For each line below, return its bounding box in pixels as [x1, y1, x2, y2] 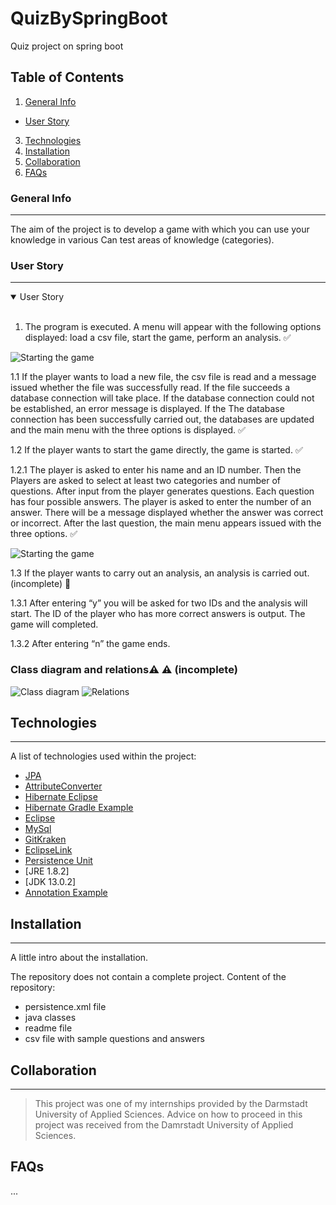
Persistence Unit [24, 855, 93, 867]
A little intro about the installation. [10, 952, 149, 964]
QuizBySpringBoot [10, 7, 168, 30]
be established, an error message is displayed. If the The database [10, 403, 285, 415]
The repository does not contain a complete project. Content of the [10, 971, 287, 983]
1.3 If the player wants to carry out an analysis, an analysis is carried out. [10, 567, 310, 579]
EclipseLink [24, 844, 73, 856]
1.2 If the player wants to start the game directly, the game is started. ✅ [10, 444, 303, 456]
